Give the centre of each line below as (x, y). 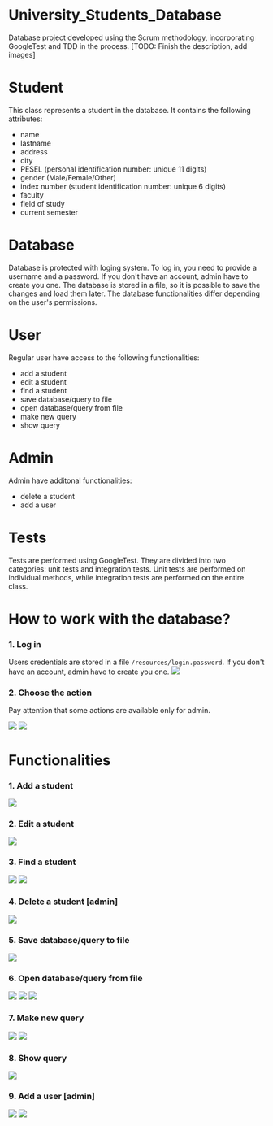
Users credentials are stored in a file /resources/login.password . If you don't (136, 662)
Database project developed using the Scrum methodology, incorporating (132, 37)
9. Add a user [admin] (52, 1096)
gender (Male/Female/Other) (68, 177)
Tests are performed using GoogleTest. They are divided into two (117, 560)
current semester (49, 212)
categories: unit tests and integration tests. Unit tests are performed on (127, 569)
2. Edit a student (41, 824)
